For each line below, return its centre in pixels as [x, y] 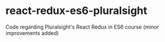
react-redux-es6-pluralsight [77, 11]
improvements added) [32, 33]
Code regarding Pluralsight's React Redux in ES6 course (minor [82, 27]
